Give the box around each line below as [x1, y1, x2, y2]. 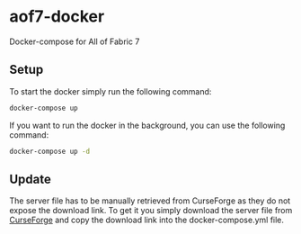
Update [9, 171, 52, 186]
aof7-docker [9, 6, 105, 27]
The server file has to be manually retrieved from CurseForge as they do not [9, 195, 291, 206]
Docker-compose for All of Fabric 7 [9, 36, 140, 47]
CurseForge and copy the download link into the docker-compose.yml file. [9, 214, 285, 226]
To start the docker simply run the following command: [9, 85, 212, 96]
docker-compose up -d [9, 147, 91, 156]
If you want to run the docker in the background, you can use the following [9, 120, 286, 130]
